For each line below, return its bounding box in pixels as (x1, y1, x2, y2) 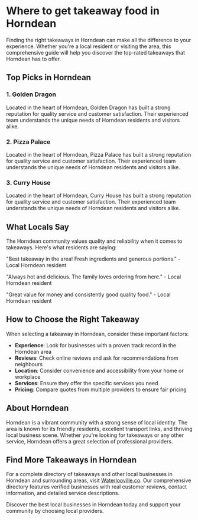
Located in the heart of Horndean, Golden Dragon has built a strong (6, 104, 171, 111)
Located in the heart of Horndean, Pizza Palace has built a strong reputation (6, 151, 191, 158)
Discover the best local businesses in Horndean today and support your (6, 501, 181, 508)
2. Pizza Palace (6, 138, 51, 146)
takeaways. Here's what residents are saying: (6, 244, 117, 251)
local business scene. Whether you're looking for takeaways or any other (6, 432, 184, 439)
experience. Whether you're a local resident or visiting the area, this (6, 43, 171, 50)
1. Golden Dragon (6, 90, 57, 99)
